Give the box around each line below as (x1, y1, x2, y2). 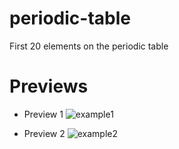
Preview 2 (23, 127, 66, 139)
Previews (9, 75, 89, 98)
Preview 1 (23, 108, 64, 120)
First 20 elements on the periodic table (9, 40, 169, 52)
